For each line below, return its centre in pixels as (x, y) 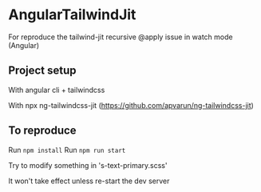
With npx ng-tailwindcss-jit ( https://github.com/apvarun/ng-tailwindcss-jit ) (131, 105)
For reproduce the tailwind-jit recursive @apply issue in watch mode (121, 37)
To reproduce (43, 131)
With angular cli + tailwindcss (57, 90)
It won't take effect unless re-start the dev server (89, 181)
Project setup (43, 71)
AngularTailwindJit (72, 15)
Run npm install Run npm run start (67, 150)
